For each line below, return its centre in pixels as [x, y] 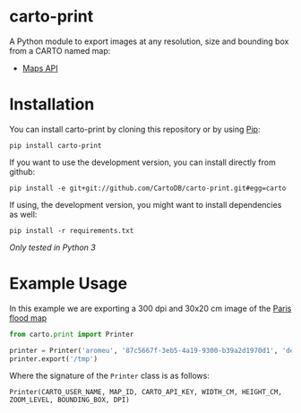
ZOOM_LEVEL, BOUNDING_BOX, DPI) [69, 400]
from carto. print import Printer [72, 334]
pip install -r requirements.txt [72, 230]
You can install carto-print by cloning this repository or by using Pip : [135, 129]
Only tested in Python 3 [52, 247]
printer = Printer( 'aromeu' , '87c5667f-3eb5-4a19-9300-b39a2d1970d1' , [144, 350]
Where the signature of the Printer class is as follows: [110, 376]
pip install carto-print [56, 145]
